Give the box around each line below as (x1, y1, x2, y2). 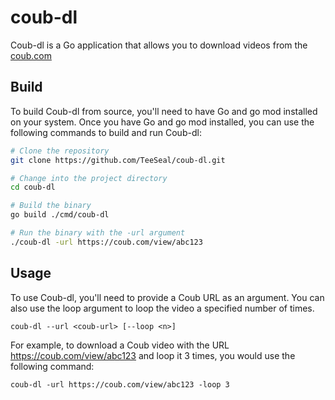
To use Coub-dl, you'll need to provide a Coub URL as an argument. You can (10, 291, 325, 303)
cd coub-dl (10, 182, 56, 193)
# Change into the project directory (10, 173, 168, 183)
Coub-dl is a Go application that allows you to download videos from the (10, 39, 308, 51)
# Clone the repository (10, 146, 110, 156)
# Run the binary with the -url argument (10, 228, 186, 238)
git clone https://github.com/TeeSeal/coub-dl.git (10, 155, 226, 165)
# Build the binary (10, 201, 92, 211)
